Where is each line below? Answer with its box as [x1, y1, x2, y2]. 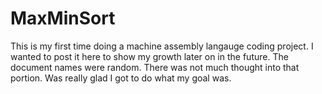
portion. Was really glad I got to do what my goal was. [10, 72, 232, 84]
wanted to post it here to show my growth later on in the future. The [10, 50, 289, 62]
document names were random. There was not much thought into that [10, 61, 300, 73]
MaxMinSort [10, 7, 116, 30]
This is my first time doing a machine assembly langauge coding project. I [10, 40, 314, 52]
